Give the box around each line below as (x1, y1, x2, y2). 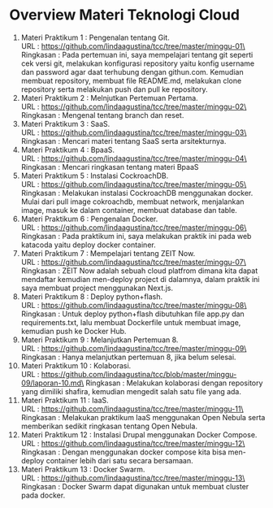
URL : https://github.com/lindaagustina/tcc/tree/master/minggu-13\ (20, 473, 245, 483)
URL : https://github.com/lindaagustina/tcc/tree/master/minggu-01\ (20, 41, 246, 50)
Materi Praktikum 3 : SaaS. (20, 119, 110, 128)
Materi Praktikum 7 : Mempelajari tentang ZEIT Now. (20, 248, 196, 258)
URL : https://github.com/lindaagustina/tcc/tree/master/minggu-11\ (20, 404, 244, 414)
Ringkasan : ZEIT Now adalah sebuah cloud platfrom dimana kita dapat (20, 266, 258, 276)
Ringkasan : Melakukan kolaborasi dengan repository (85, 378, 263, 388)
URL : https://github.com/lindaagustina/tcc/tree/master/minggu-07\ (20, 257, 246, 267)
